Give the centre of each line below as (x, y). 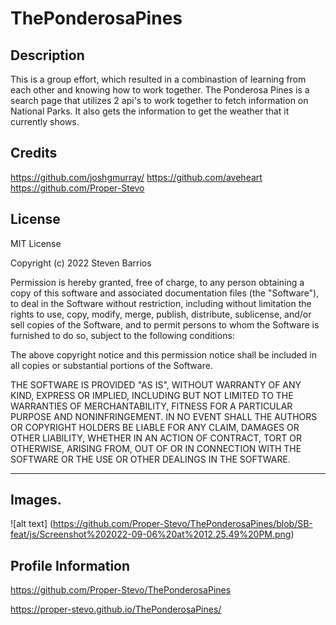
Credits (34, 153)
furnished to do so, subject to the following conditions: (122, 335)
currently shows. (45, 121)
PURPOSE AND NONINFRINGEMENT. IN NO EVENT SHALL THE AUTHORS (164, 416)
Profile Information (70, 565)
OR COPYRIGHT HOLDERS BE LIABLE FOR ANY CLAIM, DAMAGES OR (155, 427)
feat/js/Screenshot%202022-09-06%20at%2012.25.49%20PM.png (151, 534)
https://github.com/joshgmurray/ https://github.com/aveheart (136, 177)
